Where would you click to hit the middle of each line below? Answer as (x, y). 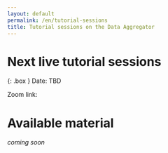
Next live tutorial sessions (84, 61)
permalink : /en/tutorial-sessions (58, 20)
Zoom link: (22, 95)
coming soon (26, 142)
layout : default (31, 14)
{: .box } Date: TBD (34, 81)
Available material (61, 123)
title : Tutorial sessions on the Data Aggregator (81, 27)
